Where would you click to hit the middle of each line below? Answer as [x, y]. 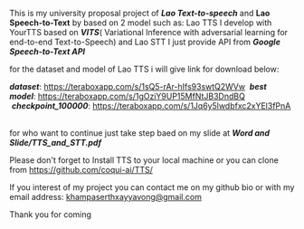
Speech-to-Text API [47, 52]
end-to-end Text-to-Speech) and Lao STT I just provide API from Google [145, 42]
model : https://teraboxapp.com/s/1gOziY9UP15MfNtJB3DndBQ [128, 96]
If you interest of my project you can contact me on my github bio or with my [152, 187]
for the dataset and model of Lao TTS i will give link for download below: [144, 69]
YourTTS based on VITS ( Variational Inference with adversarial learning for [148, 32]
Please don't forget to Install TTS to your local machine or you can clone [144, 160]
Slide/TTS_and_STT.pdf [56, 143]
